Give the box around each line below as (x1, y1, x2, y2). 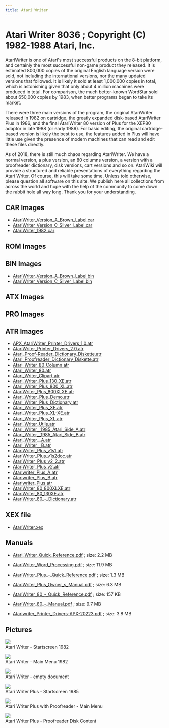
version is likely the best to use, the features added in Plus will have (19, 131, 160, 137)
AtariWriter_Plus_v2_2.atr (12, 458, 65, 464)
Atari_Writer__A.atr (12, 437, 51, 443)
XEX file (5, 510, 31, 519)
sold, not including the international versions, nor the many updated (5, 73, 146, 79)
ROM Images (5, 242, 46, 250)
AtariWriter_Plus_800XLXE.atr (12, 389, 75, 395)
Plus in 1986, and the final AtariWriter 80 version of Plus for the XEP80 (5, 120, 151, 126)
